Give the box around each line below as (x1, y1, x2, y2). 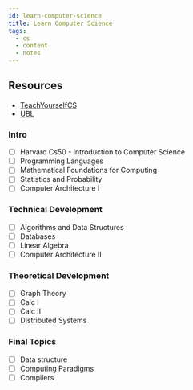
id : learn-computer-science (8, 11, 103, 20)
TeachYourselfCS (19, 100, 78, 109)
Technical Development (8, 204, 103, 216)
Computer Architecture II (19, 249, 102, 259)
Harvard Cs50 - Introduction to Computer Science (19, 147, 186, 157)
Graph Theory (19, 289, 66, 298)
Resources (8, 79, 63, 92)
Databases (19, 231, 56, 241)
